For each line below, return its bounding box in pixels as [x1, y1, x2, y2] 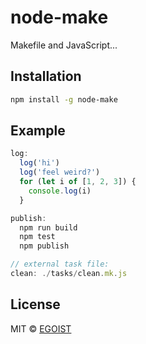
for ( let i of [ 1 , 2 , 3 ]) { [19, 177, 137, 187]
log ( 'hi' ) [19, 158, 60, 168]
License [10, 296, 61, 313]
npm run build [19, 222, 78, 233]
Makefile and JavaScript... [10, 39, 118, 51]
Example [10, 122, 66, 140]
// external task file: [10, 259, 110, 270]
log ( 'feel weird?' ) [19, 167, 101, 178]
